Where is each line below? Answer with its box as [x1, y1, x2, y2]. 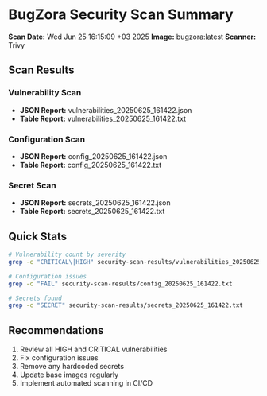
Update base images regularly [19, 370, 119, 379]
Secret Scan [8, 180, 57, 191]
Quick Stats [8, 229, 68, 243]
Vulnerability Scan [8, 87, 82, 99]
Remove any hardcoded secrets [19, 362, 125, 371]
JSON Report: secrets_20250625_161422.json [19, 198, 171, 208]
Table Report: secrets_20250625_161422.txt [19, 207, 165, 216]
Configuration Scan [8, 134, 86, 145]
